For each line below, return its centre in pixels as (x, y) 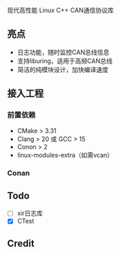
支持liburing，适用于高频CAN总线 (65, 60)
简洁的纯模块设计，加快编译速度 (63, 69)
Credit (21, 243)
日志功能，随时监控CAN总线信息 (63, 52)
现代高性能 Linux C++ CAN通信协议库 (60, 10)
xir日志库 (30, 213)
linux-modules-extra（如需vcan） (65, 155)
